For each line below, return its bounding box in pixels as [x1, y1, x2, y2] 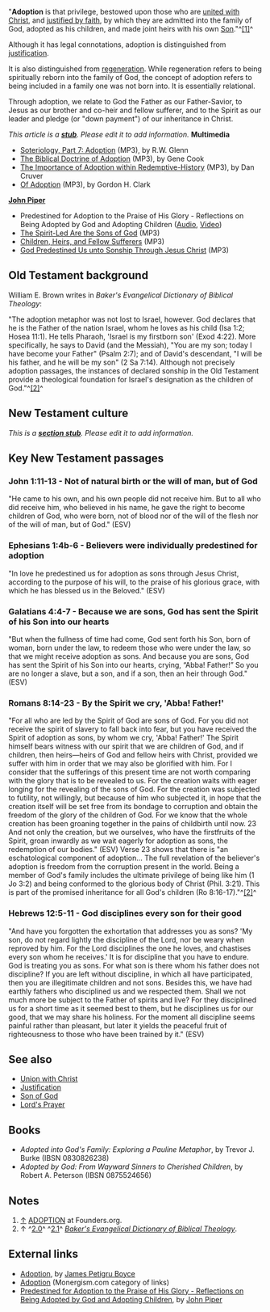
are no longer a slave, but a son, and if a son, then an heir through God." [8, 669, 248, 678]
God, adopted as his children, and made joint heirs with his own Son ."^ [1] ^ [8, 24, 254, 33]
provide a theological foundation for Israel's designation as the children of [8, 374, 254, 384]
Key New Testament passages [8, 452, 164, 466]
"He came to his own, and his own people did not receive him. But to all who [8, 494, 262, 504]
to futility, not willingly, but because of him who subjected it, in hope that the [8, 793, 262, 803]
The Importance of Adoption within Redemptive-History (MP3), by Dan [19, 162, 255, 172]
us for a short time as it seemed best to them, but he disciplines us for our [8, 1003, 254, 1013]
